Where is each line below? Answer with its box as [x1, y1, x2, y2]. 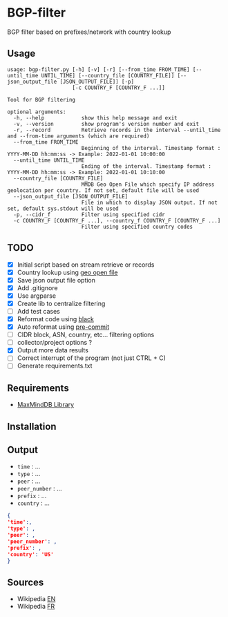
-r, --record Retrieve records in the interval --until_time [13, 126, 221, 133]
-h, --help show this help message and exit [13, 114, 178, 122]
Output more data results [17, 346, 88, 354]
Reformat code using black [17, 315, 95, 323]
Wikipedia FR [17, 602, 55, 611]
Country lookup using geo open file [17, 268, 118, 276]
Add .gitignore [17, 283, 58, 292]
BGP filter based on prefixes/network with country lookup [7, 28, 171, 36]
